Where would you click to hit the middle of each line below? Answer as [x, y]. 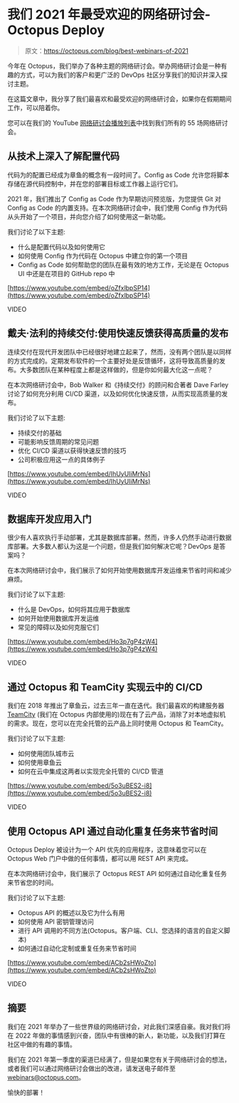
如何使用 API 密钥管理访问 [56, 922]
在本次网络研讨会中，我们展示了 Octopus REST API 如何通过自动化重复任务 [117, 874]
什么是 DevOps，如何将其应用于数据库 [74, 610]
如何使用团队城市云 [46, 754]
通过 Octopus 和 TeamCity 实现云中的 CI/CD [105, 687]
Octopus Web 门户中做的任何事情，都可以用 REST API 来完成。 [100, 859]
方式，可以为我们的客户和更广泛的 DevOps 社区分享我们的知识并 [114, 75]
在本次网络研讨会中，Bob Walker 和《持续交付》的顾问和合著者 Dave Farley [118, 384]
